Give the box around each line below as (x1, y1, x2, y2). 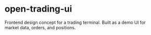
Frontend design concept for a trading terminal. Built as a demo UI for (4, 19, 146, 25)
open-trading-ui (4, 3, 73, 15)
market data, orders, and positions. (4, 24, 76, 30)
